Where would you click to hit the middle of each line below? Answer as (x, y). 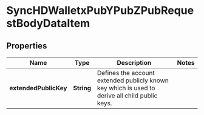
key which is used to (126, 88)
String (82, 88)
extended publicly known (133, 80)
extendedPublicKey (38, 88)
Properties (27, 46)
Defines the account (126, 73)
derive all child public (127, 96)
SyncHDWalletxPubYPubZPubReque (100, 11)
